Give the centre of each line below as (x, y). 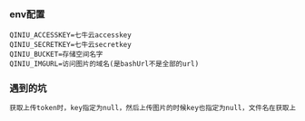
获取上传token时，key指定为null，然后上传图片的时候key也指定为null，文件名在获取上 (153, 107)
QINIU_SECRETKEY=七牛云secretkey (70, 45)
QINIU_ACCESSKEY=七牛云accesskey (70, 35)
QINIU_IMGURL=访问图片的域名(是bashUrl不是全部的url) (104, 64)
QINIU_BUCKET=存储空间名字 (56, 55)
